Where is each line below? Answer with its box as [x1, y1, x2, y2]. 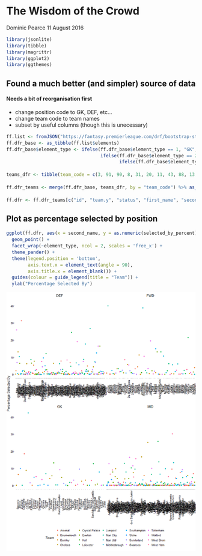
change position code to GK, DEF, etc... [14, 108, 112, 115]
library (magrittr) [6, 49, 52, 55]
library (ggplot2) [6, 55, 50, 61]
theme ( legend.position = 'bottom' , [11, 255, 101, 262]
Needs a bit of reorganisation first [6, 95, 93, 103]
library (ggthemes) [6, 62, 52, 68]
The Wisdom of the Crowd [6, 4, 140, 18]
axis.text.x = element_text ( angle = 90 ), [28, 262, 133, 268]
